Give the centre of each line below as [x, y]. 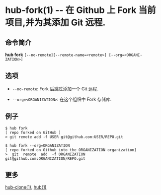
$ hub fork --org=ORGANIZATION [38, 145]
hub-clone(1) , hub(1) [26, 187]
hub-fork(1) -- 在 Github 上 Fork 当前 [80, 10]
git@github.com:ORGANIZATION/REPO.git [45, 159]
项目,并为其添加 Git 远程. [55, 23]
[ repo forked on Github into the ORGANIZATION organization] [71, 150]
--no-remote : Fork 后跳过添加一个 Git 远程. [55, 89]
